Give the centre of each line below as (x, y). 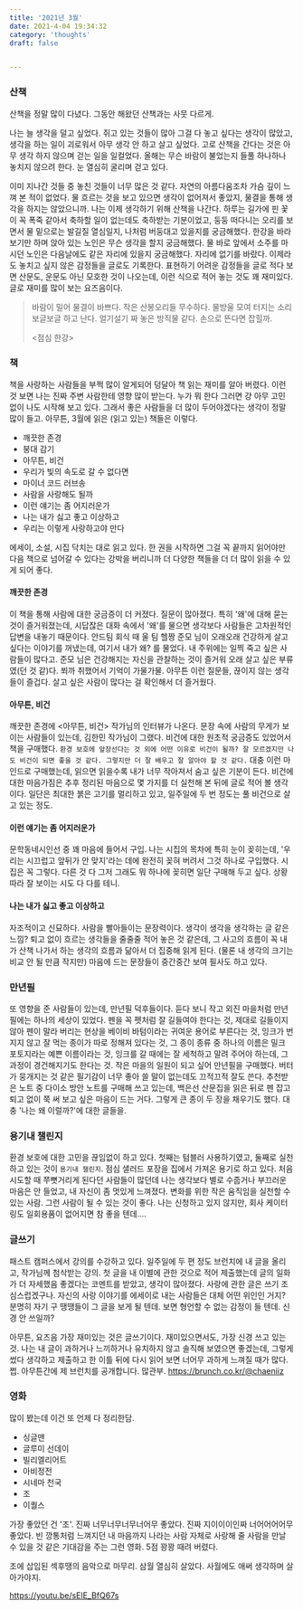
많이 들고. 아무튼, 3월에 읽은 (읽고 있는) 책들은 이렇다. (104, 418)
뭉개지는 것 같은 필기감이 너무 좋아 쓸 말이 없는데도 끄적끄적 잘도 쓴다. (142, 1076)
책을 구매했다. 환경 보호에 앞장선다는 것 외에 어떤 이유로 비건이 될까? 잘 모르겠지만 (147, 749)
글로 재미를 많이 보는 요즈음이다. (66, 288)
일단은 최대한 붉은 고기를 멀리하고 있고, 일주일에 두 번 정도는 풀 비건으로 (155, 794)
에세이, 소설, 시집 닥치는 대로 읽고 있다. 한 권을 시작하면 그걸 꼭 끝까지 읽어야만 (148, 547)
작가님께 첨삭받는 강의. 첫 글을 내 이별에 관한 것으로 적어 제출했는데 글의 (147, 1273)
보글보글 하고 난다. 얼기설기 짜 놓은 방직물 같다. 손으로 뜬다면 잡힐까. (152, 318)
